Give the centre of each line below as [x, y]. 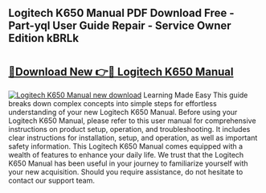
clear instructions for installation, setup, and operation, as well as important [133, 138]
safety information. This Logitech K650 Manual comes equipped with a [126, 146]
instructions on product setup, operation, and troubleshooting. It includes [129, 129]
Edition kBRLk [43, 38]
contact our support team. [51, 181]
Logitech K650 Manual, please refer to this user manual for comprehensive [132, 121]
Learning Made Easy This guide [196, 95]
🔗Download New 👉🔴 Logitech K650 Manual [121, 72]
